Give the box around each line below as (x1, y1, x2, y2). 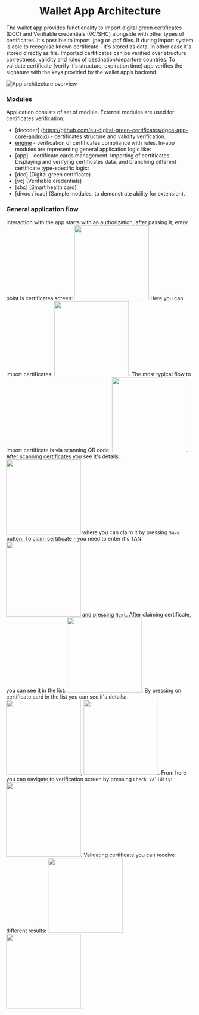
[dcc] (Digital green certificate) (14, 171, 91, 178)
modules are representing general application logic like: (14, 145, 151, 153)
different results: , (6, 927, 124, 934)
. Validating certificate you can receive (80, 851, 175, 858)
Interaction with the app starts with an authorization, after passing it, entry (6, 218, 188, 225)
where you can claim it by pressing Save (82, 528, 180, 536)
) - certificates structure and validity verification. (46, 133, 166, 140)
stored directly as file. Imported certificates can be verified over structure (6, 49, 186, 56)
